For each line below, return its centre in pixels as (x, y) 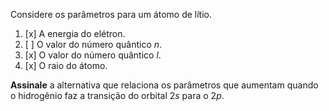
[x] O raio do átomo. (66, 65)
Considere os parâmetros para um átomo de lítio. (111, 14)
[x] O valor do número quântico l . (93, 55)
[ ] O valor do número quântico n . (93, 44)
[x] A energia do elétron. (75, 33)
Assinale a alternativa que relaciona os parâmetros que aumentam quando (164, 85)
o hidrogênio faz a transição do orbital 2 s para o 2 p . (117, 95)
